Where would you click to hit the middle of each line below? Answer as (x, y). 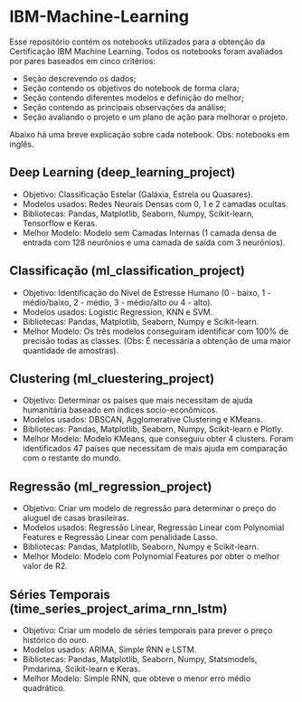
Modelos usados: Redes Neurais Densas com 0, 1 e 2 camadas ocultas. (155, 204)
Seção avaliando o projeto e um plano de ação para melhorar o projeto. (155, 117)
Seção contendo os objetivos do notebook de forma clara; (131, 88)
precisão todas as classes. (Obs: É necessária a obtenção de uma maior (156, 340)
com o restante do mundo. (72, 458)
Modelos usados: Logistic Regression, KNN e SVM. (118, 312)
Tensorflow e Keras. (60, 223)
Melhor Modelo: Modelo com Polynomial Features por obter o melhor (151, 556)
